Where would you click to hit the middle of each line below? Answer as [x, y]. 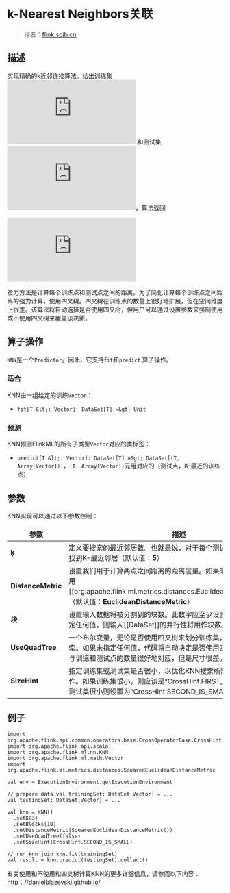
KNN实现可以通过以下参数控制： [53, 516]
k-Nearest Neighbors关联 [80, 14]
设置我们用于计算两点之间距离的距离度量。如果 [144, 570]
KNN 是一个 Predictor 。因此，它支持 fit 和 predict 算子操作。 [90, 360]
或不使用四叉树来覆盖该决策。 [49, 318]
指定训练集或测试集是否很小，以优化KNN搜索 [141, 670]
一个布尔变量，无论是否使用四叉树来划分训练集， [147, 638]
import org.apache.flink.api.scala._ [61, 746]
